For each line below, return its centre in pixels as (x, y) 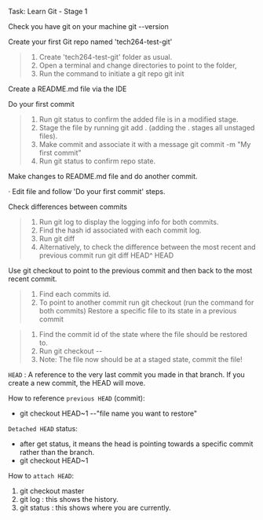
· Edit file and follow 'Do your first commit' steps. (87, 191)
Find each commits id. (75, 294)
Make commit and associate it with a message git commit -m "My (145, 144)
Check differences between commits (68, 207)
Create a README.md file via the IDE (68, 89)
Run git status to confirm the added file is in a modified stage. (139, 119)
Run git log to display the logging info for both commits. (129, 222)
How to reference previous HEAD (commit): (77, 398)
